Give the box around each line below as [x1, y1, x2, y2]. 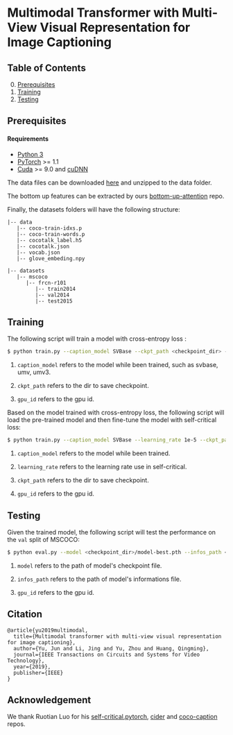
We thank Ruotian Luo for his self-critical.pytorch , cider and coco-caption [7, 713, 218, 721]
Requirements [7, 134, 49, 143]
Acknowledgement [7, 694, 92, 706]
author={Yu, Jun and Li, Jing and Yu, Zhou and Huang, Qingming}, [13, 645, 209, 652]
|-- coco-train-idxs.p [16, 224, 82, 232]
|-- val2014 [35, 292, 70, 298]
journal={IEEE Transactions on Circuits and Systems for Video [13, 651, 200, 658]
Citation [7, 609, 43, 620]
